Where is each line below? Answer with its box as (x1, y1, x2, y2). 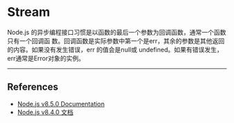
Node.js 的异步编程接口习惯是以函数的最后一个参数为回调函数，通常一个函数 (7, 28, 226, 36)
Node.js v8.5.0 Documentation (17, 99, 105, 108)
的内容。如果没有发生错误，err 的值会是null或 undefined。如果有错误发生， (7, 45, 223, 54)
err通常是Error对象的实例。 (7, 54, 85, 63)
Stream (7, 4, 51, 20)
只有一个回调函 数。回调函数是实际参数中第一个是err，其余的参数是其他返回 (7, 36, 225, 45)
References (7, 81, 58, 93)
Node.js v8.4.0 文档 (17, 108, 74, 116)
